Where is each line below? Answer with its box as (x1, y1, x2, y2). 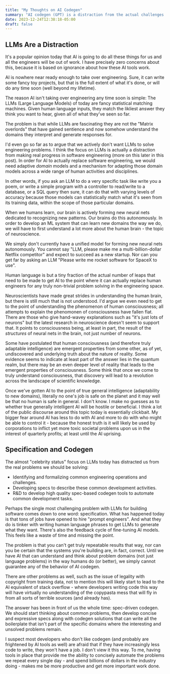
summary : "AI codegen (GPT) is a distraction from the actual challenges (5, 12, 164, 17)
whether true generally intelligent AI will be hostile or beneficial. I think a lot (5, 404, 162, 410)
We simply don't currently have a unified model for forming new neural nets (5, 241, 163, 247)
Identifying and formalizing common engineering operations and (12, 474, 147, 480)
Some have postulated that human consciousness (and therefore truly (5, 340, 151, 346)
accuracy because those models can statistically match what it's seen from (5, 194, 162, 201)
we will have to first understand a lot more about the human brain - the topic (5, 226, 164, 232)
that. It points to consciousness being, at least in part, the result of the (5, 325, 152, 331)
